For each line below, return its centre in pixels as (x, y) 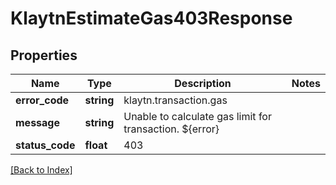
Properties (44, 55)
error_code (42, 100)
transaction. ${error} (171, 129)
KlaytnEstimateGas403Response (151, 18)
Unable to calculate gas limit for (197, 116)
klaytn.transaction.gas (175, 100)
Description (203, 83)
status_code (45, 145)
